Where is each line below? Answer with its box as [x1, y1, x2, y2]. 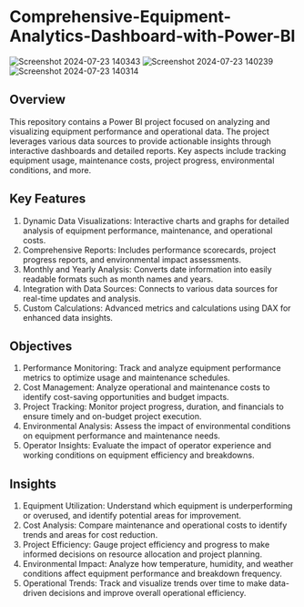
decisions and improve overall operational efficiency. [48, 588, 247, 599]
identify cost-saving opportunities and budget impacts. [22, 392, 229, 403]
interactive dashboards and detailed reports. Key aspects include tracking [9, 145, 287, 156]
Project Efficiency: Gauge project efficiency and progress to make [22, 540, 270, 550]
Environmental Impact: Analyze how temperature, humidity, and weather [22, 559, 294, 570]
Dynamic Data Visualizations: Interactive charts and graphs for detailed [22, 215, 289, 226]
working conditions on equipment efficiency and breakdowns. [22, 449, 255, 461]
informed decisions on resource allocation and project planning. [22, 549, 262, 560]
